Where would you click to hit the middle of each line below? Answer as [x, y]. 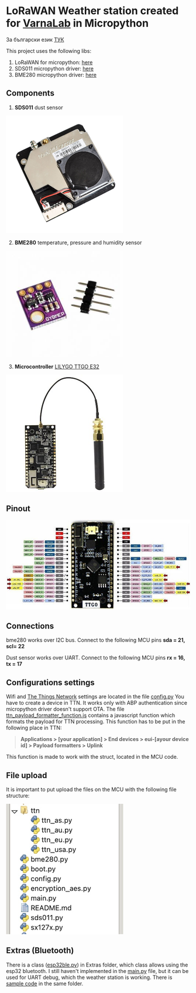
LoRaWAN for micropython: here [54, 62]
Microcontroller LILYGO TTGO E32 [57, 366]
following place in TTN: [34, 728]
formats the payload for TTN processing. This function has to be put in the [96, 722]
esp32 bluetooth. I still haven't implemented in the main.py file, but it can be [97, 971]
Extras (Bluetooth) [40, 950]
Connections [30, 626]
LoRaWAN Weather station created [92, 11]
